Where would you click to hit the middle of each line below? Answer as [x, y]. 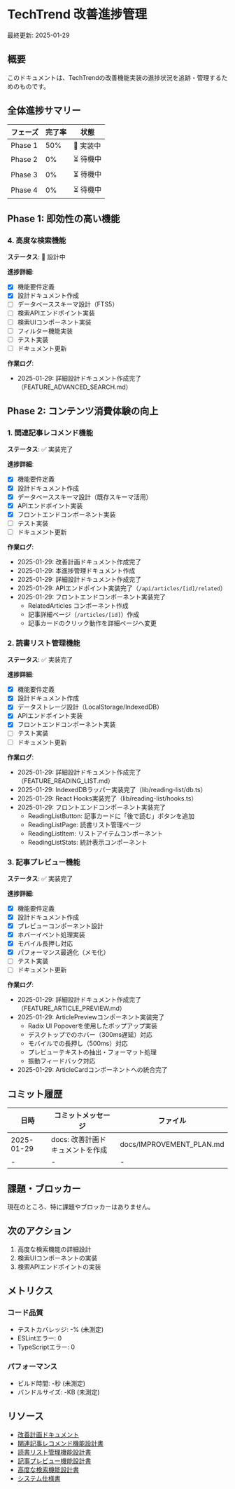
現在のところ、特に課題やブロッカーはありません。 [81, 1207]
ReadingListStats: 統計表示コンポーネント [87, 842]
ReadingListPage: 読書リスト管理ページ [84, 824]
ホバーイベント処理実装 [51, 935]
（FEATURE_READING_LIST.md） [65, 781]
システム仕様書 [39, 1478]
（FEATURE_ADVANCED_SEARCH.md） [74, 387]
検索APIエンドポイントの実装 [59, 1267]
